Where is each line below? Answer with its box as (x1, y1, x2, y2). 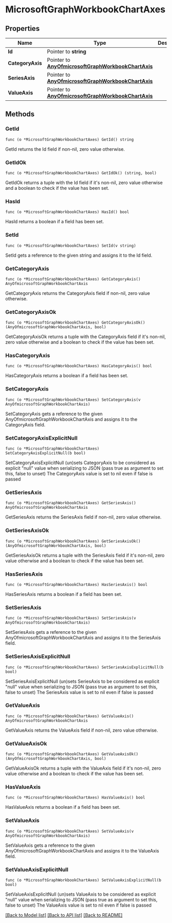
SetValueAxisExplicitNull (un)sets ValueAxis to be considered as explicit (5, 891, 156, 897)
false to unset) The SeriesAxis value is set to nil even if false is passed (5, 689, 154, 695)
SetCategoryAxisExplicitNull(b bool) (5, 451, 86, 456)
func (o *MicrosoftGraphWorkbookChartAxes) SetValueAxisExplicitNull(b (5, 878, 161, 883)
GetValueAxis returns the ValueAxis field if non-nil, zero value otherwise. (5, 727, 158, 733)
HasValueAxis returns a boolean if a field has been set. (5, 804, 120, 810)
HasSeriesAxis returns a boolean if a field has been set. (5, 591, 122, 597)
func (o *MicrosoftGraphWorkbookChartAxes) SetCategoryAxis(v (5, 397, 141, 402)
